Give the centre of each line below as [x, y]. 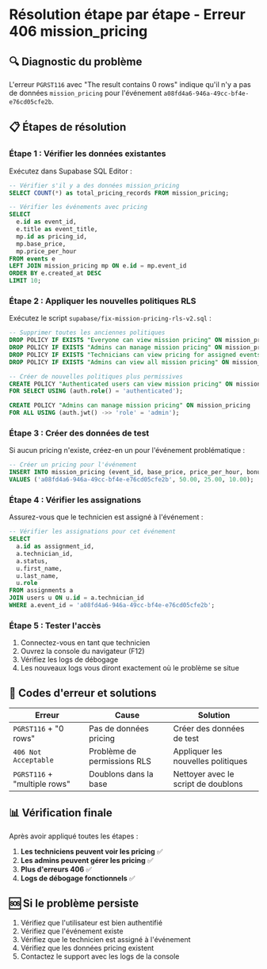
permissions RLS [120, 762]
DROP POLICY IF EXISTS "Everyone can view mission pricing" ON [116, 340]
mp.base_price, [41, 244]
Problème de [113, 751]
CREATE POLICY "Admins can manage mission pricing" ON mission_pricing [130, 405]
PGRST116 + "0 [38, 728]
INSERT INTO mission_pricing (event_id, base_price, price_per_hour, [126, 473]
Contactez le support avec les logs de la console [100, 956]
